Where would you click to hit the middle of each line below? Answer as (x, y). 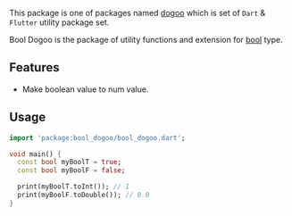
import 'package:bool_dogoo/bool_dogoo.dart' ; (97, 137)
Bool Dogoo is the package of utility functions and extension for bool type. (146, 40)
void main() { (36, 154)
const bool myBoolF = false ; (71, 170)
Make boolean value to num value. (85, 89)
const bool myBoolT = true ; (70, 162)
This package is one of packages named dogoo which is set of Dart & (138, 13)
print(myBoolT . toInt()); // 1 (73, 187)
